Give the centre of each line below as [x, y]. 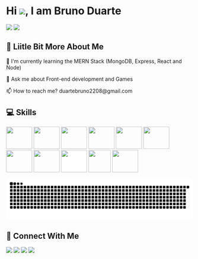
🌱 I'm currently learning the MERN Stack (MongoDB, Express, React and [94, 61]
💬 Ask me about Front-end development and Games [70, 79]
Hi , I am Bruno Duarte [64, 11]
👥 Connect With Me [43, 236]
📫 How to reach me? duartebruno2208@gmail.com [69, 91]
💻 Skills [21, 113]
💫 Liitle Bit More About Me [55, 47]
